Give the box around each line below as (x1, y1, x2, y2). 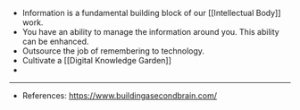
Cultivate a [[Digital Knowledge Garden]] (21, 55, 172, 65)
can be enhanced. (21, 36, 89, 47)
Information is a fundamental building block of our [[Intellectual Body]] (21, 8, 281, 18)
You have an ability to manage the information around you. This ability (21, 27, 279, 37)
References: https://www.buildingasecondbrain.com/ (21, 90, 217, 101)
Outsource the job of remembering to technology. (21, 46, 205, 56)
